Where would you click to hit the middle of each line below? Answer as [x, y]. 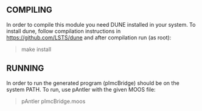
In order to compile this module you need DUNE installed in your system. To [101, 24]
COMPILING [30, 10]
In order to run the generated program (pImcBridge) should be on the [93, 83]
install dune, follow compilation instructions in [64, 31]
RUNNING [25, 68]
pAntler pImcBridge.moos [53, 101]
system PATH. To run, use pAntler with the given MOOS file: [81, 89]
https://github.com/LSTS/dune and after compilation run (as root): [89, 37]
